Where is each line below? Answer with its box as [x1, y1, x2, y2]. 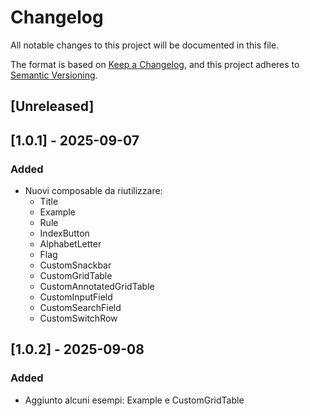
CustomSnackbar [39, 259, 112, 271]
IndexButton [39, 227, 90, 240]
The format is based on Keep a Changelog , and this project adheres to [10, 58, 300, 70]
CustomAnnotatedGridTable [39, 281, 155, 293]
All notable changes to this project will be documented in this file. [10, 39, 280, 51]
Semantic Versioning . [10, 69, 98, 81]
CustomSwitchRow [39, 312, 118, 325]
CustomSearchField [39, 302, 122, 314]
